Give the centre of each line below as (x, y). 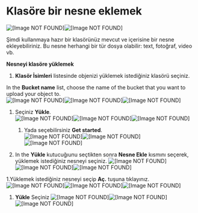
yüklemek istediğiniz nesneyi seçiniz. (61, 161)
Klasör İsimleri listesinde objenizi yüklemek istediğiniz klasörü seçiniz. (102, 75)
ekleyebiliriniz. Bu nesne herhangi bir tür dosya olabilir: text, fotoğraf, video (99, 46)
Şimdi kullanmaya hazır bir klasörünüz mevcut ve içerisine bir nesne (90, 39)
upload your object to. (34, 94)
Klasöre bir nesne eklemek (74, 11)
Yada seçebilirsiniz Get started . (63, 130)
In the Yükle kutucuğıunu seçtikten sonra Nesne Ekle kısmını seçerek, (102, 154)
